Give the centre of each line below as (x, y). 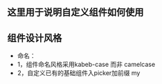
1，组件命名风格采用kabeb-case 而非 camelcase (86, 65)
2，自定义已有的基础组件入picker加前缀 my (79, 73)
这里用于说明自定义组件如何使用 (75, 12)
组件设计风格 (35, 38)
